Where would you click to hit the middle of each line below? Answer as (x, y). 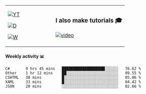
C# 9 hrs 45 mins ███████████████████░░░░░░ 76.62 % (73, 69)
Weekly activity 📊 (25, 56)
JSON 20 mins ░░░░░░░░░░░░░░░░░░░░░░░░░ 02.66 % (73, 86)
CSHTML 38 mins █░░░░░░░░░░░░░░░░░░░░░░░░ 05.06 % (73, 78)
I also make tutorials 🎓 (89, 20)
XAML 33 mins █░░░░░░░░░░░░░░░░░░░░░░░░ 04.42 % (73, 82)
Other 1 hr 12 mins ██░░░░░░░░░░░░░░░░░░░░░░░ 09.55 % (73, 73)
